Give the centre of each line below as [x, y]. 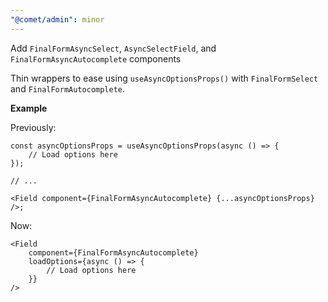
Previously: [33, 127]
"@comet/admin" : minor [57, 19]
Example [29, 108]
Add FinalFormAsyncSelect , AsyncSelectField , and [113, 48]
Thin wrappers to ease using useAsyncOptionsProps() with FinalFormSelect [164, 78]
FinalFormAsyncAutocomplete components [96, 58]
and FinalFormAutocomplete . [68, 88]
